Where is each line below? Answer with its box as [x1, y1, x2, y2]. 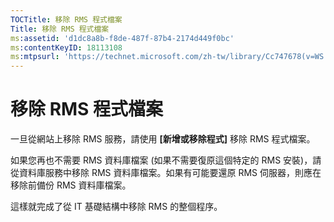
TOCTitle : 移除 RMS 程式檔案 [10, 14, 123, 25]
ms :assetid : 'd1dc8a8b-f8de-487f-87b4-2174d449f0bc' [10, 33, 235, 43]
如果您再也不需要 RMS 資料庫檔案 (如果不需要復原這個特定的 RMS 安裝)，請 [10, 154, 322, 166]
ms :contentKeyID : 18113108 [10, 42, 123, 53]
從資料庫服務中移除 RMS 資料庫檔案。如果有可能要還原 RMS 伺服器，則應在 [10, 167, 322, 179]
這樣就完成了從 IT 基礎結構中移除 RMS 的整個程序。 [10, 201, 223, 213]
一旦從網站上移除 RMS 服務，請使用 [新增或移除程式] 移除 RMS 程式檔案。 [10, 133, 316, 145]
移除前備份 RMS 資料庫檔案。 [10, 179, 132, 191]
